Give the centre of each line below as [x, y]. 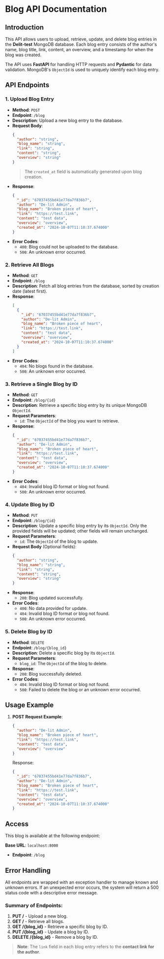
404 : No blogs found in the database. [57, 366]
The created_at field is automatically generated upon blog [83, 172]
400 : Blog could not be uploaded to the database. [69, 247]
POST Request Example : [37, 717]
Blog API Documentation [56, 9]
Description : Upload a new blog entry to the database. [68, 120]
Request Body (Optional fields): [44, 547]
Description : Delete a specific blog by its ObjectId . [64, 653]
